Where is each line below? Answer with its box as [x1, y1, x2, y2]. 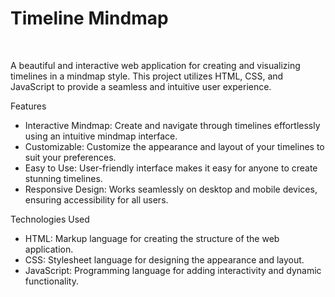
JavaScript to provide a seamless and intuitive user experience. [10, 80, 272, 92]
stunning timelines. [24, 172, 103, 184]
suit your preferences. [24, 151, 117, 163]
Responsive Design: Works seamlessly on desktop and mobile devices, [24, 183, 318, 195]
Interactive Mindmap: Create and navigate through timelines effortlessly [24, 119, 321, 131]
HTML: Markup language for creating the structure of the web [24, 232, 280, 244]
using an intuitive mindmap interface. [24, 130, 178, 142]
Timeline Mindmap [10, 7, 169, 30]
